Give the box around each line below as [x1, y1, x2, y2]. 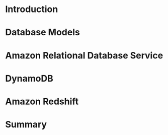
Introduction [5, 4, 58, 15]
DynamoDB [5, 73, 54, 84]
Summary [5, 119, 47, 130]
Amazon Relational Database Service [5, 49, 163, 61]
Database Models [5, 27, 80, 38]
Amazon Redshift [5, 96, 79, 107]
